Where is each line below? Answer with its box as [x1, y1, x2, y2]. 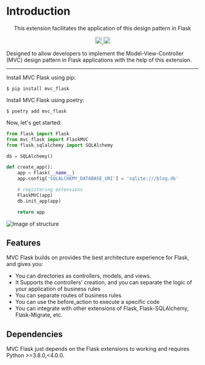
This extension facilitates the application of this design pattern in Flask [14, 24, 191, 32]
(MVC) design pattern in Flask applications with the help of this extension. [6, 56, 192, 64]
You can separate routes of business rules [15, 292, 122, 299]
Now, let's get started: [6, 119, 62, 126]
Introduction [6, 4, 71, 18]
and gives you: [6, 260, 44, 268]
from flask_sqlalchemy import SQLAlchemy [6, 142, 113, 148]
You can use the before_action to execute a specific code [15, 298, 160, 306]
